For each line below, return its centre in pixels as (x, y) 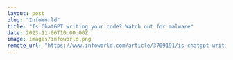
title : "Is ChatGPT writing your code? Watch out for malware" (101, 26)
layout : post (26, 13)
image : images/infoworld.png (49, 39)
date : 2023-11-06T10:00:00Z (48, 33)
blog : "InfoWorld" (34, 20)
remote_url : (24, 46)
